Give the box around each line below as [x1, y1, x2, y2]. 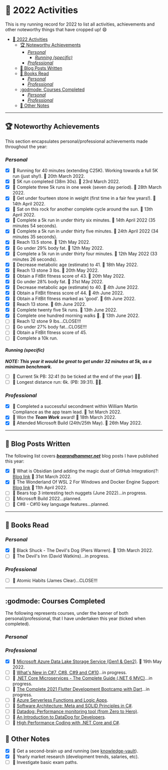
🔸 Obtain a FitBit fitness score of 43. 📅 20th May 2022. [12, 273, 125, 279]
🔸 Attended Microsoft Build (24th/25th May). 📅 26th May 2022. [12, 420, 142, 426]
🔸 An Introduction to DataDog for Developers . [12, 714, 106, 720]
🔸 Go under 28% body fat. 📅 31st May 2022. [12, 278, 103, 284]
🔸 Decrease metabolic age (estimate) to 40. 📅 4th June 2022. [12, 284, 139, 290]
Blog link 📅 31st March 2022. [12, 474, 71, 480]
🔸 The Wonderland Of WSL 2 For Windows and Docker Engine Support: [12, 479, 160, 485]
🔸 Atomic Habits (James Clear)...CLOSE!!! [12, 577, 97, 583]
